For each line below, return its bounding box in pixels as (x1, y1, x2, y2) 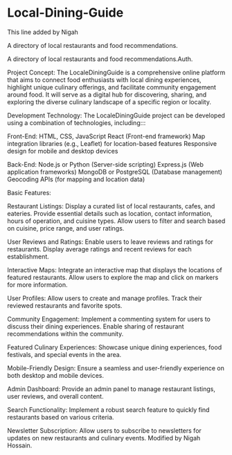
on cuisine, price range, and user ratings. (7, 224, 125, 232)
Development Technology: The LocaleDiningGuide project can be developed (7, 111, 225, 119)
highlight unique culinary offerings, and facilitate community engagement (7, 83, 217, 91)
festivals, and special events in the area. (7, 350, 122, 358)
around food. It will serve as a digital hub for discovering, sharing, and (7, 90, 207, 99)
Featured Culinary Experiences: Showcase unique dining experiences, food (7, 342, 222, 351)
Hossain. (7, 441, 33, 449)
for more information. (7, 280, 68, 289)
